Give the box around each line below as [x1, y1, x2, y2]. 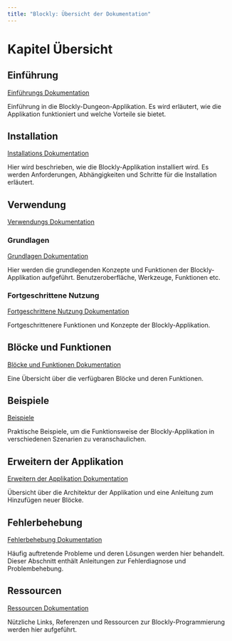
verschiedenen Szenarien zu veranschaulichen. [7, 435, 147, 444]
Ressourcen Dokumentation [7, 603, 89, 613]
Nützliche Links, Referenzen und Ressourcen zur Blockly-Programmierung [7, 617, 226, 626]
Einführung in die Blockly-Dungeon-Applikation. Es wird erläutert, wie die [7, 102, 222, 110]
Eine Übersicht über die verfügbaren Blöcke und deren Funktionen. [7, 374, 204, 382]
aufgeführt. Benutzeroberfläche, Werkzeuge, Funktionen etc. [41, 273, 221, 281]
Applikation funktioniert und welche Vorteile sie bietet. [7, 110, 167, 118]
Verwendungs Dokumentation [7, 218, 95, 226]
